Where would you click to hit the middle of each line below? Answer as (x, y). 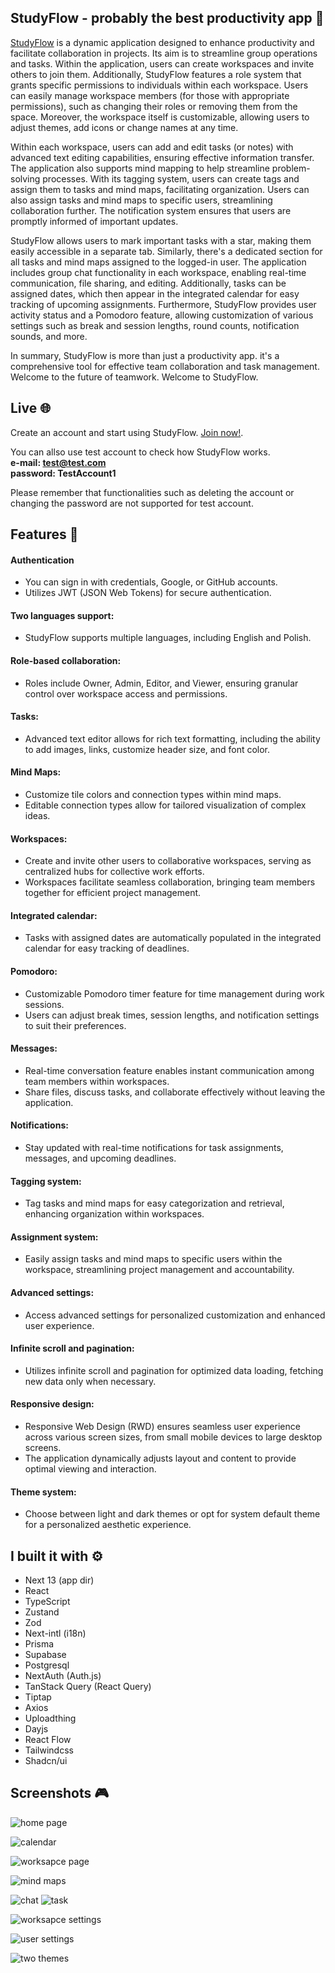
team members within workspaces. (97, 1081)
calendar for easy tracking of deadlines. (107, 948)
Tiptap (38, 1697)
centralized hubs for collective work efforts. (114, 872)
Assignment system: (54, 1237)
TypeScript (47, 1602)
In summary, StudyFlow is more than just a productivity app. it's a (145, 355)
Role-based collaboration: (66, 661)
